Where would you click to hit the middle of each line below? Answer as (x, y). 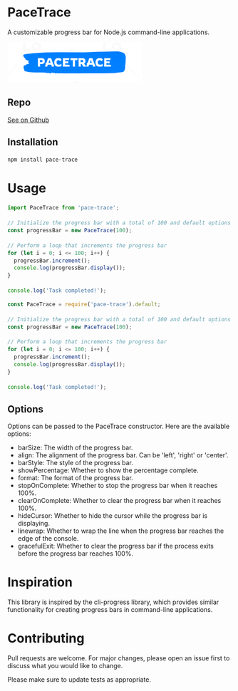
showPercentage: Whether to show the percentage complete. (108, 470)
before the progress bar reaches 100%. (76, 554)
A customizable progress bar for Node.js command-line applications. (109, 32)
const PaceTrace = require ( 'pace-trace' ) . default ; (84, 304)
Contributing (46, 639)
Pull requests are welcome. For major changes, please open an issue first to (119, 658)
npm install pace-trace (43, 160)
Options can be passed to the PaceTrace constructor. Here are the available (119, 426)
